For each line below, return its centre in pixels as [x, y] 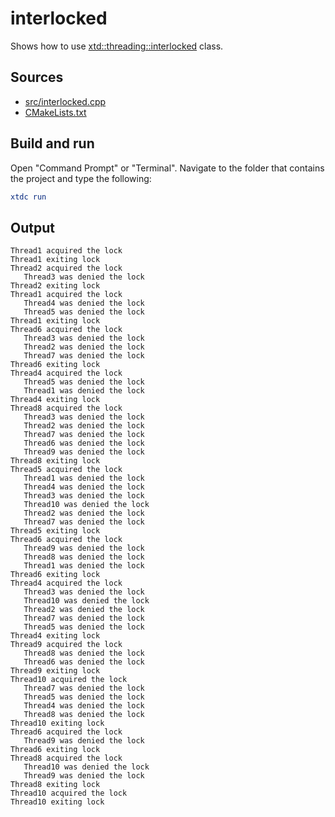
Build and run [52, 143]
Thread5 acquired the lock [66, 470]
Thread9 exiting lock [55, 671]
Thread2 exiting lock [55, 286]
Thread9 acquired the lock [66, 645]
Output [32, 227]
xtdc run [28, 197]
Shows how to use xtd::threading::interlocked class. [117, 46]
